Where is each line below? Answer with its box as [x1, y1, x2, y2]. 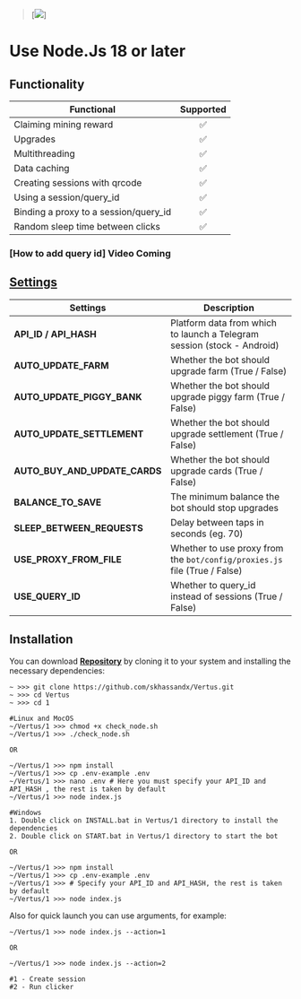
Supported [179, 103, 227, 116]
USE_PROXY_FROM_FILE [13, 552, 123, 565]
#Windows [9, 808, 42, 817]
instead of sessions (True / [169, 590, 283, 603]
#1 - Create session [9, 974, 87, 984]
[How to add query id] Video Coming [9, 247, 172, 259]
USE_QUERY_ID [13, 590, 81, 603]
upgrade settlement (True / [169, 427, 284, 439]
